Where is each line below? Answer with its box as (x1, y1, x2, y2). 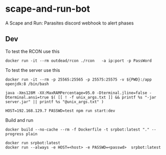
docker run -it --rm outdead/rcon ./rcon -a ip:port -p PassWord (5, 58, 152, 63)
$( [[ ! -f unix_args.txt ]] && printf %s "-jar (51, 95, 157, 100)
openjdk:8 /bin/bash (5, 81, 50, 87)
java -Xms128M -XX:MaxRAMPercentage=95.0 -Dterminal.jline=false (5, 90, 147, 95)
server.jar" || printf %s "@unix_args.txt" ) (5, 99, 104, 105)
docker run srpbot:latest (5, 140, 60, 145)
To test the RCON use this (5, 48, 60, 54)
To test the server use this (5, 67, 60, 73)
